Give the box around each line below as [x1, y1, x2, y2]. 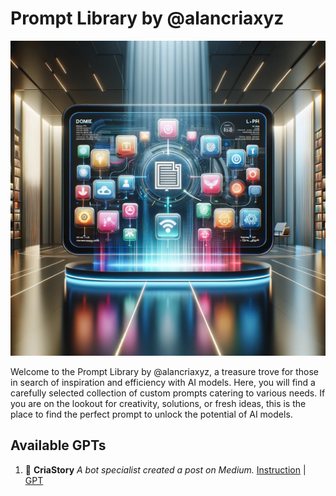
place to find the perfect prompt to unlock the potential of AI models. [10, 408, 293, 420]
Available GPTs [10, 437, 107, 454]
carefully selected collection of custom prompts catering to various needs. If [10, 387, 326, 399]
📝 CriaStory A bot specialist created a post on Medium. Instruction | [24, 463, 307, 476]
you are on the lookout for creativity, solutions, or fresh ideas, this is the [10, 397, 307, 409]
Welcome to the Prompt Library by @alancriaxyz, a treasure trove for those [10, 365, 320, 377]
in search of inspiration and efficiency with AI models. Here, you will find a [10, 376, 316, 388]
